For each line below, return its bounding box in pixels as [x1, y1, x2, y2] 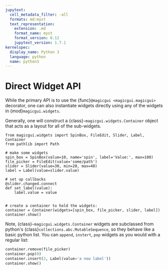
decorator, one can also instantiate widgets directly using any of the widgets [5, 103, 163, 109]
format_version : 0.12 [14, 36, 59, 41]
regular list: [5, 237, 29, 243]
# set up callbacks [5, 177, 46, 182]
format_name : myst [14, 31, 53, 36]
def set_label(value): [5, 186, 53, 191]
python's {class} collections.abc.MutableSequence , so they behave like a [5, 226, 154, 232]
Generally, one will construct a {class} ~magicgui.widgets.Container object [5, 118, 158, 124]
